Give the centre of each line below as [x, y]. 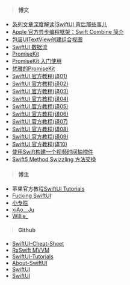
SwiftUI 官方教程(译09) [40, 137]
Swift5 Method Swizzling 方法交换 [54, 159]
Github [27, 230]
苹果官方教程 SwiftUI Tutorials [48, 189]
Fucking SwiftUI [32, 196]
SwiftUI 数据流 [30, 47]
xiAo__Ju [23, 210]
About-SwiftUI [29, 263]
